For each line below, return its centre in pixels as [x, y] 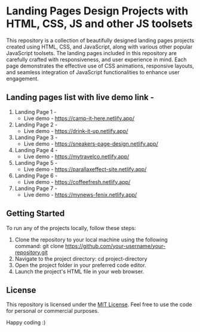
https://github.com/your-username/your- [116, 246]
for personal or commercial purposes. [53, 311]
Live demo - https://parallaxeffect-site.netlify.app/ [85, 169]
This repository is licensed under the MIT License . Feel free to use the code [99, 304]
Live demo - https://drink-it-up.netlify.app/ [76, 131]
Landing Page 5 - [36, 162]
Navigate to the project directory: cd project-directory [81, 258]
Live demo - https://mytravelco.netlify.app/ [76, 156]
